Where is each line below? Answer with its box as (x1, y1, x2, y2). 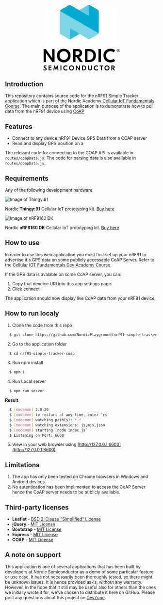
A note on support (5, 551, 61, 559)
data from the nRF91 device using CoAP (5, 108, 84, 114)
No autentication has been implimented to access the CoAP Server (12, 484, 146, 490)
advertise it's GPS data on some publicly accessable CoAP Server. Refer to (5, 257, 155, 262)
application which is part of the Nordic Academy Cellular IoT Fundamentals (5, 98, 155, 104)
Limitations (5, 461, 40, 469)
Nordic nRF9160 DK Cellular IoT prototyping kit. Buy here (5, 225, 119, 230)
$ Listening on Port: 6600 (9, 433, 64, 438)
